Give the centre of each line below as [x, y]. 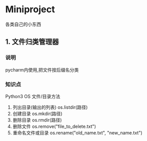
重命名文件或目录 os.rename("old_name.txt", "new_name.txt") [78, 133]
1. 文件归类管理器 [32, 42]
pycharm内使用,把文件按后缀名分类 [42, 69]
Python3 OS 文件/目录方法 [33, 96]
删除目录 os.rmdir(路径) [37, 120]
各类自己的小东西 [23, 24]
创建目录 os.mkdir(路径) [38, 113]
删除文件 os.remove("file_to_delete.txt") [54, 126]
